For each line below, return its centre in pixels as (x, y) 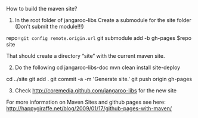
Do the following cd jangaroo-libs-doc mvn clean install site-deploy (98, 67)
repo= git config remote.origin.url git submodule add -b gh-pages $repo (99, 38)
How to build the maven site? (42, 9)
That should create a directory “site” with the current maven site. (86, 56)
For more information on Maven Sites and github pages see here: (86, 102)
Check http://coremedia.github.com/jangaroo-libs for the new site (96, 91)
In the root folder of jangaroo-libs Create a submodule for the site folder (103, 20)
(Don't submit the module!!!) (49, 27)
